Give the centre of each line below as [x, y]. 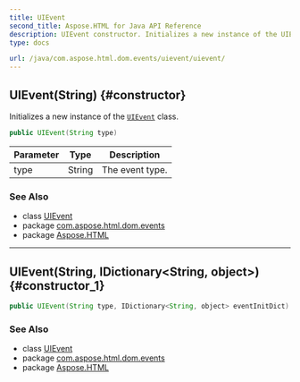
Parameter [37, 155]
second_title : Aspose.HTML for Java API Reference [105, 26]
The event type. [134, 169]
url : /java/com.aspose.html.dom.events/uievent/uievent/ [117, 59]
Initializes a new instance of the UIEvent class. [94, 116]
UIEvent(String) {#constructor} [98, 95]
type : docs [29, 42]
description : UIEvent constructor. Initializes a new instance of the [143, 34]
